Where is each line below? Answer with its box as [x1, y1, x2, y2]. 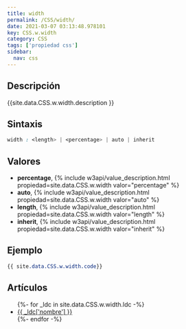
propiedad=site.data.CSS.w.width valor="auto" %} [16, 196, 160, 204]
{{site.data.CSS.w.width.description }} [7, 98, 115, 106]
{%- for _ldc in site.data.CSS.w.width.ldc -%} [16, 300, 145, 308]
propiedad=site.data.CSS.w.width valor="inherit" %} [16, 225, 165, 234]
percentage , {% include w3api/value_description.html [16, 174, 170, 182]
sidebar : [7, 49, 32, 56]
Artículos [7, 282, 48, 294]
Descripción [7, 80, 60, 92]
